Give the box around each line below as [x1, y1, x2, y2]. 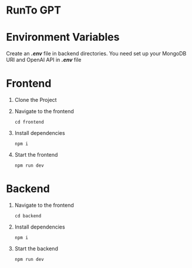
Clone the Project [14, 97, 57, 104]
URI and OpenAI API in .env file [6, 57, 82, 64]
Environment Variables [6, 31, 120, 44]
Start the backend [14, 245, 59, 252]
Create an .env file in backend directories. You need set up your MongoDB [6, 50, 187, 57]
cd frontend [14, 119, 44, 125]
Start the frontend [14, 151, 58, 158]
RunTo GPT [6, 4, 62, 17]
